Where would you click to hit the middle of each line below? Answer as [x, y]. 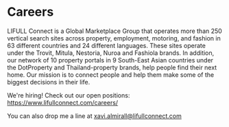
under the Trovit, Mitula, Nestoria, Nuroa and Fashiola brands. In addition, [111, 53]
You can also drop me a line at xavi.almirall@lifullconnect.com [94, 116]
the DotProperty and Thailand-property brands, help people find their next [112, 67]
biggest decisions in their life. [49, 82]
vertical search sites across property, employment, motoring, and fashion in [114, 38]
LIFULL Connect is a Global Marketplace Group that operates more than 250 [115, 31]
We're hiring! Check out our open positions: [69, 95]
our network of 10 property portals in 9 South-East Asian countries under [110, 60]
